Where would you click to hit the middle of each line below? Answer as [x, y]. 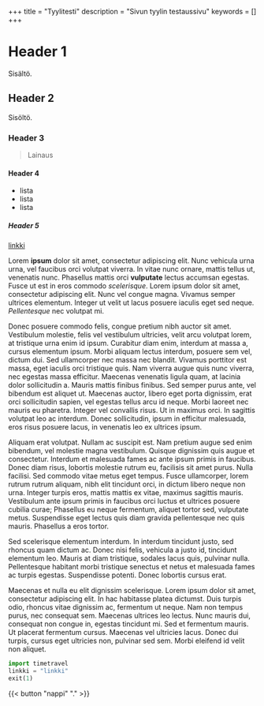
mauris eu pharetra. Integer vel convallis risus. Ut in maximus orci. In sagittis [132, 411]
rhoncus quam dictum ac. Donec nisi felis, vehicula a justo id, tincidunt [123, 550]
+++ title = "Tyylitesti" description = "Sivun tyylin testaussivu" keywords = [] [132, 11]
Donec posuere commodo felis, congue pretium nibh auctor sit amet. [120, 326]
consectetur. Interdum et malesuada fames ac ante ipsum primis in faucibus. [132, 459]
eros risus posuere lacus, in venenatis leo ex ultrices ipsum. [105, 427]
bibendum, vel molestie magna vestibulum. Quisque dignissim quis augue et [132, 451]
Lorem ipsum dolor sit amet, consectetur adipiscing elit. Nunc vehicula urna [131, 261]
